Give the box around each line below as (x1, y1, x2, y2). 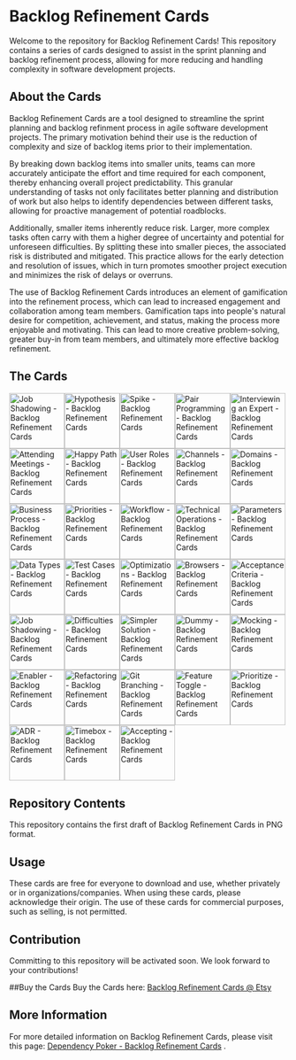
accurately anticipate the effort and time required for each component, (9, 167, 267, 178)
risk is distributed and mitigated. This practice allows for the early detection (9, 251, 285, 261)
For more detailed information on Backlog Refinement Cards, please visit (9, 1031, 273, 1041)
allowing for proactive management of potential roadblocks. (9, 205, 227, 216)
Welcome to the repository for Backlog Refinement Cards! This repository (9, 35, 277, 46)
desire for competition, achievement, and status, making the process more (9, 314, 280, 325)
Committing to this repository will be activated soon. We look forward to (9, 956, 270, 966)
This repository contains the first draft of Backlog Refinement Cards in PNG (9, 819, 284, 830)
